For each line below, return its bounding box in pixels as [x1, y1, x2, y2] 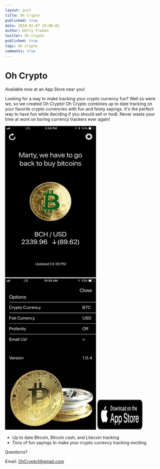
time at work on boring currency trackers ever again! [5, 116, 111, 122]
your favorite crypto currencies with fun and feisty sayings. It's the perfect [5, 106, 154, 111]
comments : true [5, 48, 36, 53]
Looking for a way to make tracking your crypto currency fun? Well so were [5, 95, 156, 101]
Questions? [5, 449, 28, 455]
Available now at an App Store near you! [5, 86, 85, 92]
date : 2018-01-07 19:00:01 [5, 23, 60, 28]
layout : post [5, 8, 32, 13]
